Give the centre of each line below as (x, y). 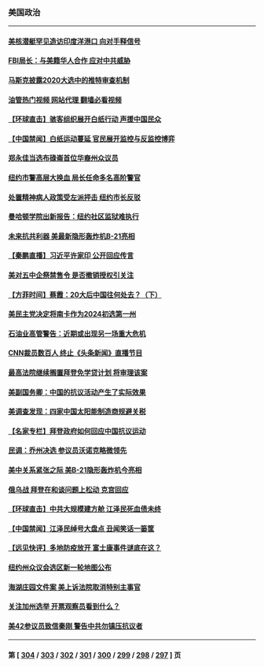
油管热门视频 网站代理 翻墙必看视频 (65, 99)
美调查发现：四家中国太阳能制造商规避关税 (77, 412)
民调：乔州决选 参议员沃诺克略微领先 (68, 450)
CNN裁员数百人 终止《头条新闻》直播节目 (75, 353)
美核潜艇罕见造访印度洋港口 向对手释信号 (75, 41)
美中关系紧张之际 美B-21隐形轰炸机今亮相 (75, 469)
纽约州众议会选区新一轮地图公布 (60, 567)
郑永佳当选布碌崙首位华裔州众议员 (63, 158)
